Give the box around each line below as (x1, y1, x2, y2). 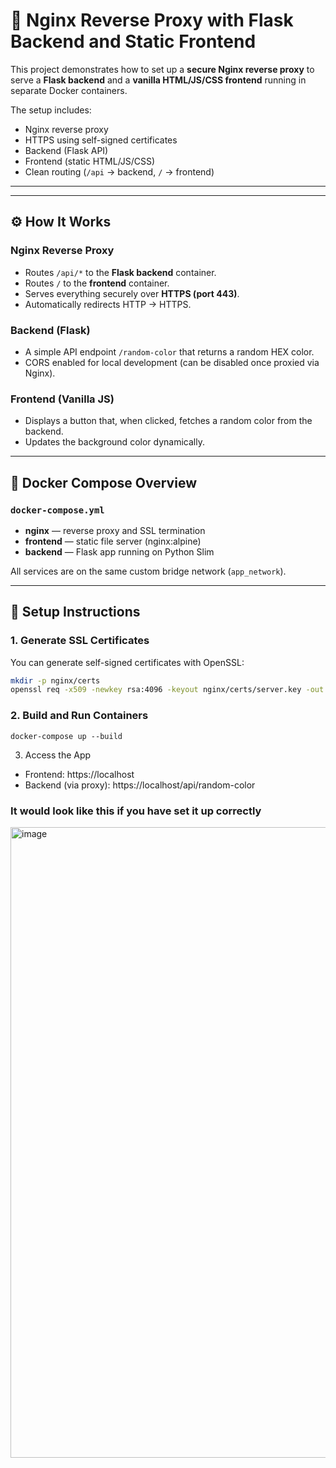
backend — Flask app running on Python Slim (24, 545, 215, 558)
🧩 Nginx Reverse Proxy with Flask (10, 9, 294, 32)
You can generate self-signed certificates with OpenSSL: (10, 656, 245, 668)
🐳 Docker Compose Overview (10, 474, 197, 491)
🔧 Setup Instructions (10, 604, 141, 621)
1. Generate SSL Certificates (10, 634, 150, 648)
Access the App (24, 749, 92, 761)
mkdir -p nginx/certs (10, 675, 101, 686)
